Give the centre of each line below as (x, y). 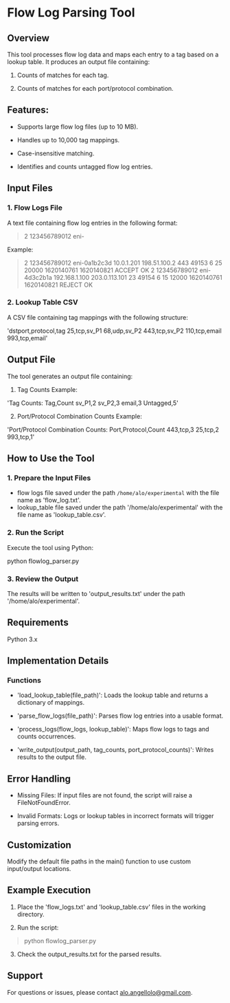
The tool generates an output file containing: (70, 376)
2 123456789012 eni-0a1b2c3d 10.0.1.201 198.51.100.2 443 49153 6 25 (123, 263)
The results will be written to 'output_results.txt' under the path (96, 593)
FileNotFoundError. (44, 803)
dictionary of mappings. (51, 703)
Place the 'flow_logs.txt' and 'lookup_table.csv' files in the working (111, 907)
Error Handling (39, 779)
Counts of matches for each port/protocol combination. (95, 88)
